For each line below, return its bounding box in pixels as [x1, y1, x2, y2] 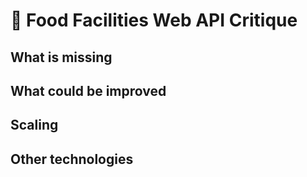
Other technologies [10, 150, 134, 168]
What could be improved [10, 82, 167, 99]
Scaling [10, 117, 59, 134]
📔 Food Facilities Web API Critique [10, 9, 298, 32]
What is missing [10, 49, 113, 66]
